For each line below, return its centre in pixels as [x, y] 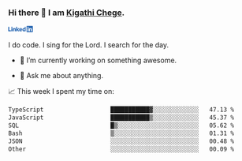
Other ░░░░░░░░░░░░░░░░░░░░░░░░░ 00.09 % [121, 149]
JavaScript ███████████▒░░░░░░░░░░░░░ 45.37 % [121, 118]
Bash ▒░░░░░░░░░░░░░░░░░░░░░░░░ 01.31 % [121, 133]
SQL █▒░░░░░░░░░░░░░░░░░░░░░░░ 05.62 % [121, 125]
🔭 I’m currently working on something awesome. [98, 60]
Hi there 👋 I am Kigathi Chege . [67, 13]
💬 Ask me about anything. [61, 76]
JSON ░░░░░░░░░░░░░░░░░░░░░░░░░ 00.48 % [121, 141]
